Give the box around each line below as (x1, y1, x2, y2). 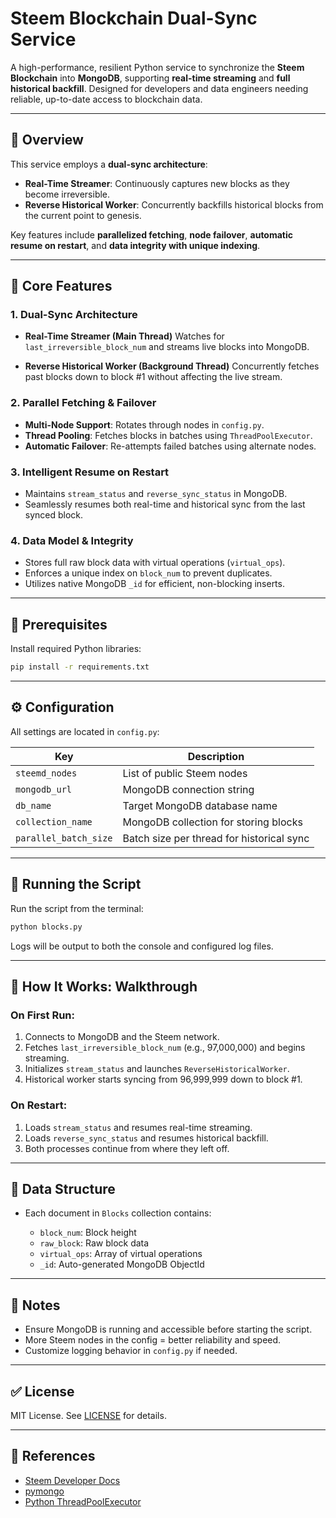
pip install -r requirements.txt (10, 662, 150, 672)
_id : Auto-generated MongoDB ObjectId (39, 1258, 205, 1271)
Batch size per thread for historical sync (122, 831, 310, 845)
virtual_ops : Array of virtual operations (39, 1248, 203, 1260)
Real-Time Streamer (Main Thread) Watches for (24, 330, 225, 342)
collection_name (15, 816, 93, 827)
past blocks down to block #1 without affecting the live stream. (24, 371, 283, 383)
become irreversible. (24, 188, 111, 200)
